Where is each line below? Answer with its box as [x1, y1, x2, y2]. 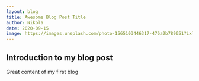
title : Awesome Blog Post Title [6, 14, 86, 20]
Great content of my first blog [6, 68, 79, 75]
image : [6, 31, 23, 37]
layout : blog [6, 8, 38, 15]
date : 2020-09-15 [6, 25, 49, 31]
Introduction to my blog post [6, 53, 113, 63]
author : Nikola [6, 20, 44, 25]
